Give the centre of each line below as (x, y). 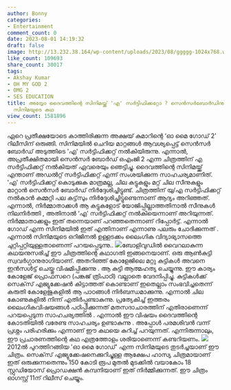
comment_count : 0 (32, 33)
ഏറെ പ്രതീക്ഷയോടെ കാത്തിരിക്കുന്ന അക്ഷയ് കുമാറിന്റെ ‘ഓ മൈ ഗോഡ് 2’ (112, 136)
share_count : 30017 (35, 65)
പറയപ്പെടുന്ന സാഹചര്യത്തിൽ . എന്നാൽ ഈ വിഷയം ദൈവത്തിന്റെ (102, 315)
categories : (24, 20)
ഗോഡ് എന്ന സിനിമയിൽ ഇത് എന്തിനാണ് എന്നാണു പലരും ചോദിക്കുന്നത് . (113, 229)
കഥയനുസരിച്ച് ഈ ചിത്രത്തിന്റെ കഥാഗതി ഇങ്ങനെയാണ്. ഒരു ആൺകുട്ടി (110, 253)
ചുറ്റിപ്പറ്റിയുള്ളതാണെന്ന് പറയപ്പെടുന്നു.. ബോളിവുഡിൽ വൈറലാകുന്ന (105, 245)
